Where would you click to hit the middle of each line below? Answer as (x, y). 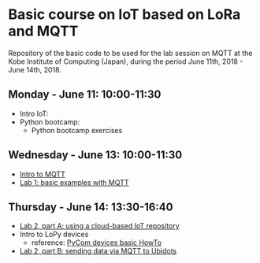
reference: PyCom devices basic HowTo (97, 243)
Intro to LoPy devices (54, 235)
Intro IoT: (34, 113)
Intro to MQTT (42, 174)
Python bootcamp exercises (77, 130)
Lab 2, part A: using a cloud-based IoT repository (99, 226)
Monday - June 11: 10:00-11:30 (85, 95)
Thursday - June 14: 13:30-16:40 (91, 207)
